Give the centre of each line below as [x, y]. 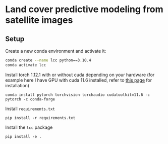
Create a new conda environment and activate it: [56, 51]
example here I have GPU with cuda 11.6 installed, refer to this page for [79, 80]
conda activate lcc [26, 65]
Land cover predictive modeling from [84, 9]
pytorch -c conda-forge [30, 99]
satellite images [39, 20]
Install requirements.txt [30, 109]
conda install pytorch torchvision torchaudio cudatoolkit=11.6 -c [78, 95]
